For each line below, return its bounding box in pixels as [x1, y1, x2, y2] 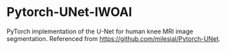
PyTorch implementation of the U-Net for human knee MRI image [6, 27, 193, 35]
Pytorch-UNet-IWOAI [6, 4, 133, 20]
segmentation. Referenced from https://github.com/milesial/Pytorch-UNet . [6, 34, 221, 42]
